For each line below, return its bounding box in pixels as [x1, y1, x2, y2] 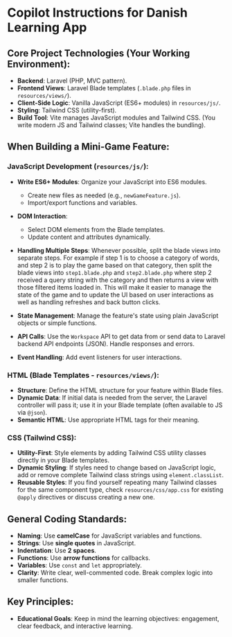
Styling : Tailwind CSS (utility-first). [17, 106, 117, 114]
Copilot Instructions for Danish [7, 5, 188, 21]
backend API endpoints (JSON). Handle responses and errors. [17, 339, 195, 348]
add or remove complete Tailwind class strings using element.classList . [17, 471, 224, 479]
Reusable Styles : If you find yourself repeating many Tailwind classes [17, 478, 217, 487]
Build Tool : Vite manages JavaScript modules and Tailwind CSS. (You [17, 113, 216, 122]
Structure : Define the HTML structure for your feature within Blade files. [17, 386, 224, 394]
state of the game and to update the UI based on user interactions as [17, 290, 214, 299]
